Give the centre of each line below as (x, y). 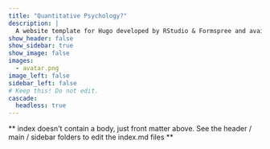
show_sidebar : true (41, 46)
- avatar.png (37, 68)
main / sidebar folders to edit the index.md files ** (91, 137)
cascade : (23, 98)
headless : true (41, 106)
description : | (34, 23)
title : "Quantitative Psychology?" (68, 16)
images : (21, 61)
